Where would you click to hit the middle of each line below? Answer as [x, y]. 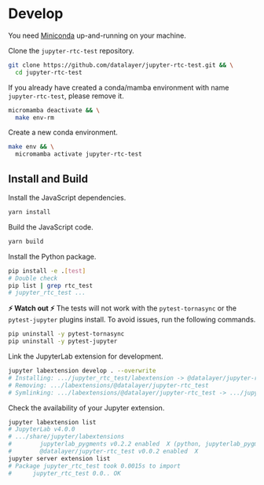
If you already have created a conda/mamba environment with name [119, 87]
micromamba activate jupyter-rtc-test [79, 154]
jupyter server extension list [59, 458]
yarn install [29, 212]
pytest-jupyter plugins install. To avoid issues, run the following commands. [132, 320]
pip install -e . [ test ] [47, 271]
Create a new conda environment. [63, 132]
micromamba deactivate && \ [54, 110]
